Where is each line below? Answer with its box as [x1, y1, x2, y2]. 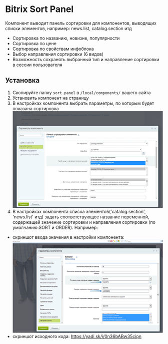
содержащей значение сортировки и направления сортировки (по [12, 219, 156, 225]
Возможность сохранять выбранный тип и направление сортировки [12, 56, 159, 62]
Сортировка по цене [12, 40, 56, 46]
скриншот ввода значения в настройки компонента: [12, 234, 124, 240]
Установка [5, 76, 40, 85]
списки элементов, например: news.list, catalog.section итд [5, 25, 132, 31]
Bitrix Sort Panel [5, 4, 74, 15]
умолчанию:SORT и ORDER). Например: [12, 224, 98, 230]
